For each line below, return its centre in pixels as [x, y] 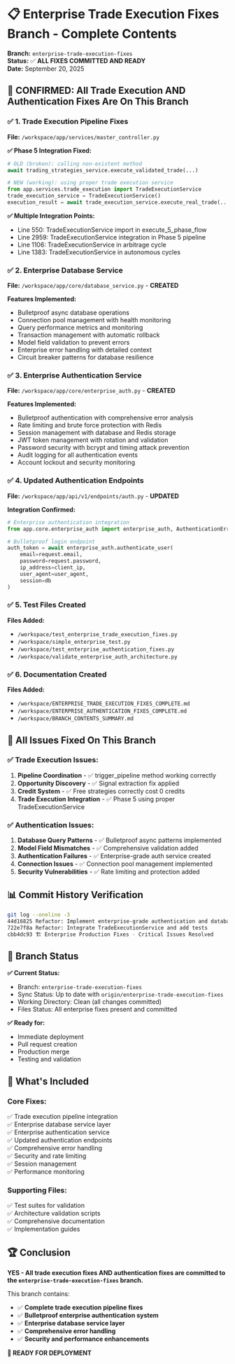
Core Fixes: [27, 1101]
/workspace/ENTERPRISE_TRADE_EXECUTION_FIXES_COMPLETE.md [104, 704]
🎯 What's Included [48, 1081]
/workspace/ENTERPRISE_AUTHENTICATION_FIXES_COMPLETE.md [102, 711]
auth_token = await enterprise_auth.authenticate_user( [90, 548]
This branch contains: [38, 1294]
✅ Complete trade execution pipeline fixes [80, 1307]
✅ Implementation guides [44, 1229]
